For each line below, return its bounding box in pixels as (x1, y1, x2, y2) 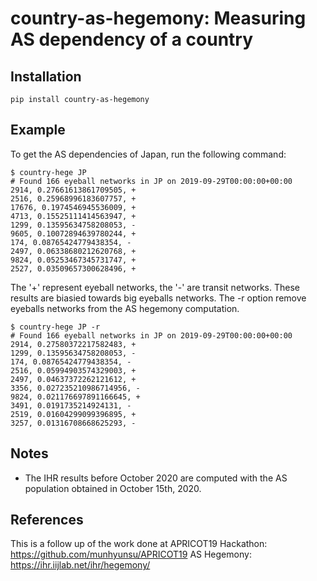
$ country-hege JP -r (10, 322, 101, 332)
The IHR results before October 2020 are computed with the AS (24, 472, 288, 484)
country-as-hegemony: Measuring (10, 7, 307, 30)
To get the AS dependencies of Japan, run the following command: (10, 148, 287, 160)
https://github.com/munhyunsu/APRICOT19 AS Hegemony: (10, 548, 252, 561)
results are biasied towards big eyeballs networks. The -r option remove (10, 292, 307, 304)
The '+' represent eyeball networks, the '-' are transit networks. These (10, 281, 300, 293)
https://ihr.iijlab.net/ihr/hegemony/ (10, 559, 151, 571)
